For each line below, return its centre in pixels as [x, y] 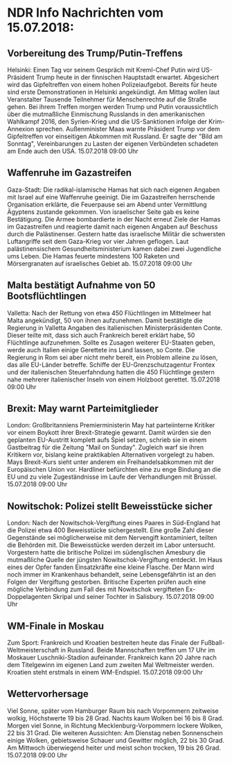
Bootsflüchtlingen [47, 296]
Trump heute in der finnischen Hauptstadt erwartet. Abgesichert [127, 77]
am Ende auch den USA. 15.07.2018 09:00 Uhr [73, 151]
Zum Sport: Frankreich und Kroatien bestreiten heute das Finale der [103, 643]
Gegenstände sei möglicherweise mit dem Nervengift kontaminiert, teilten [112, 538]
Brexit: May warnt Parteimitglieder [83, 409]
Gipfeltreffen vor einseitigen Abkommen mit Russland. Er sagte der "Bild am [115, 136]
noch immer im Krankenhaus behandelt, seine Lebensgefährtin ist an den [111, 575]
